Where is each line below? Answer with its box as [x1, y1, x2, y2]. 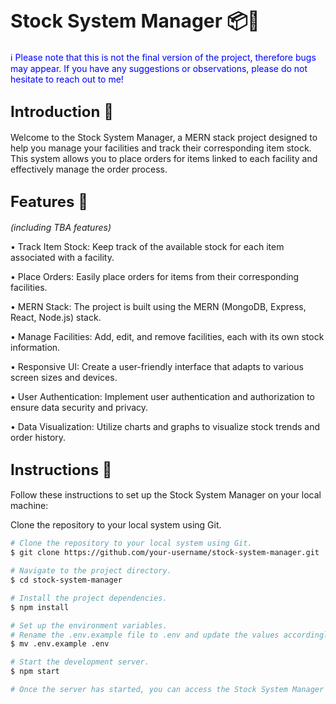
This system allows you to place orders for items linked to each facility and [10, 152, 318, 164]
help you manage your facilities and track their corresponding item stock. [10, 142, 312, 154]
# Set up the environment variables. [10, 620, 168, 631]
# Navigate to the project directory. [10, 566, 172, 576]
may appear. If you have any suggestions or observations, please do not [10, 62, 308, 74]
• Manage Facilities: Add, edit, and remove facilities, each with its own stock [10, 330, 325, 342]
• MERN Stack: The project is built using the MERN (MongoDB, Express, [10, 300, 307, 312]
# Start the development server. [10, 657, 150, 667]
